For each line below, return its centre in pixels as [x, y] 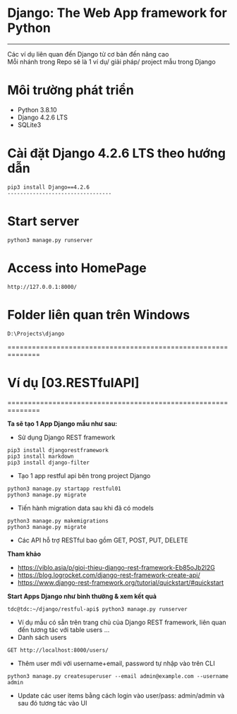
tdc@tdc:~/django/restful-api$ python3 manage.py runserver [98, 609]
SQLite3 [29, 124]
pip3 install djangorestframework [58, 450]
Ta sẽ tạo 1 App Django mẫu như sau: [62, 423]
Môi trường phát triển [71, 90]
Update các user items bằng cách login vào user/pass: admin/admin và [121, 695]
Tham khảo [24, 554]
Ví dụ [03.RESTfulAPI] [73, 382]
